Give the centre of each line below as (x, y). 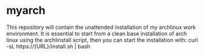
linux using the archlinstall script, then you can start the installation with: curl (102, 40)
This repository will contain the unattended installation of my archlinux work (101, 27)
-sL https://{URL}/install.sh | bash (48, 46)
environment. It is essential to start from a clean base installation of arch (97, 33)
